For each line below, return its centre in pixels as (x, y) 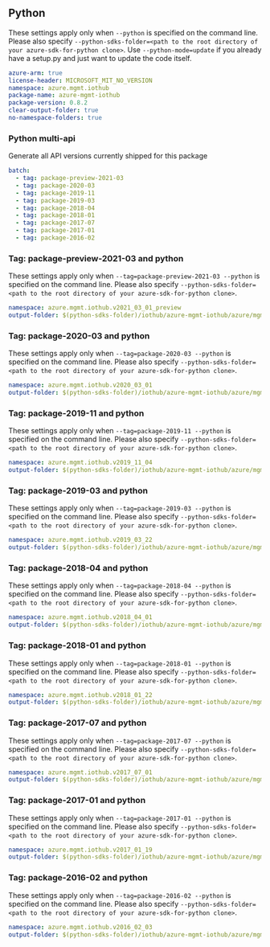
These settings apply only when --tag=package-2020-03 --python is (120, 354)
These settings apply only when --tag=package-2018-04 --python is (120, 585)
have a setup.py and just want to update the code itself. (100, 58)
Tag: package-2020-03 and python (79, 335)
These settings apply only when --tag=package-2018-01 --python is (120, 663)
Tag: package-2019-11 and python (76, 413)
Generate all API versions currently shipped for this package (108, 156)
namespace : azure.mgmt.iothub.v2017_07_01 (80, 772)
